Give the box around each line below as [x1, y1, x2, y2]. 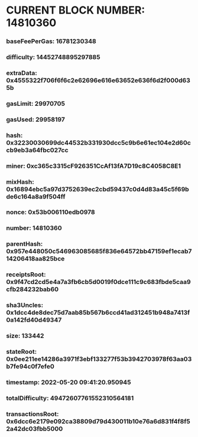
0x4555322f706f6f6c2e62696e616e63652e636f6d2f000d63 [6, 76, 190, 84]
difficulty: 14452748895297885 [6, 53, 100, 61]
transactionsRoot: [6, 410, 59, 418]
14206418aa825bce [6, 255, 65, 263]
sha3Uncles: [6, 301, 43, 309]
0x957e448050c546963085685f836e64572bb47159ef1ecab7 [6, 247, 192, 256]
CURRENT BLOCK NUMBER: [6, 4, 145, 17]
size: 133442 [6, 332, 44, 340]
